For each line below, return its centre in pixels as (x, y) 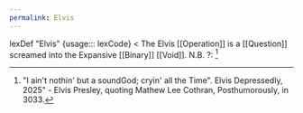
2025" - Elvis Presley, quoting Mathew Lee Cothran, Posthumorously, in (155, 90)
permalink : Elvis (42, 18)
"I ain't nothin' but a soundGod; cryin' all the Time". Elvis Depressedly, (152, 80)
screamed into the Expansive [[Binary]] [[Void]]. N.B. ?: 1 (114, 53)
